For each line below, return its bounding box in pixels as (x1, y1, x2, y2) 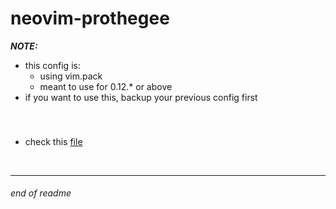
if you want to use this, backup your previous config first (24, 91, 258, 103)
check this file (24, 135, 83, 147)
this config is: (24, 59, 81, 71)
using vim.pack (39, 70, 103, 82)
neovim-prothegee (10, 7, 170, 30)
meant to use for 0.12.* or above (39, 80, 173, 92)
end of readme (10, 187, 72, 199)
